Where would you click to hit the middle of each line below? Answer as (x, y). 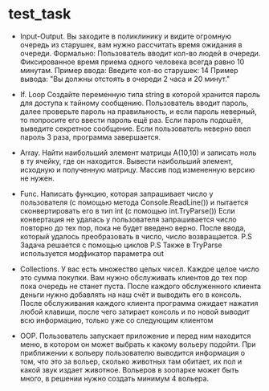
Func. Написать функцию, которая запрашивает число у (116, 193)
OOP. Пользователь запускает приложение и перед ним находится (135, 336)
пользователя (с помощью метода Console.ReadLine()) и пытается (134, 202)
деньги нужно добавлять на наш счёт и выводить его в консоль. (131, 295)
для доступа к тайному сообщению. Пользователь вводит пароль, (134, 103)
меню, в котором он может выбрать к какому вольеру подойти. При (138, 344)
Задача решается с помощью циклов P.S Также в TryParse (121, 245)
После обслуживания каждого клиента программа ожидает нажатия (139, 303)
